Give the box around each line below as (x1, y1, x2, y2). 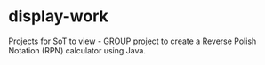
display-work (8, 6, 108, 27)
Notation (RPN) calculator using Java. (8, 45, 146, 55)
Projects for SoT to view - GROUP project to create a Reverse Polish (8, 36, 257, 46)
